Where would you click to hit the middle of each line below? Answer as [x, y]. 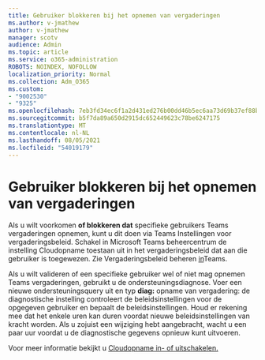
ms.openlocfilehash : [42, 111]
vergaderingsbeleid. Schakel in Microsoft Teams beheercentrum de [118, 242]
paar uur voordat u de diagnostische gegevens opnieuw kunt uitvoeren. [124, 333]
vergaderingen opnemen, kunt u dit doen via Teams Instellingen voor [120, 234]
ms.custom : [26, 89]
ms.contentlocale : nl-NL [49, 133]
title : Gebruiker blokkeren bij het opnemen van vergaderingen [114, 15]
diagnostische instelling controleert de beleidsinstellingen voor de [115, 299]
